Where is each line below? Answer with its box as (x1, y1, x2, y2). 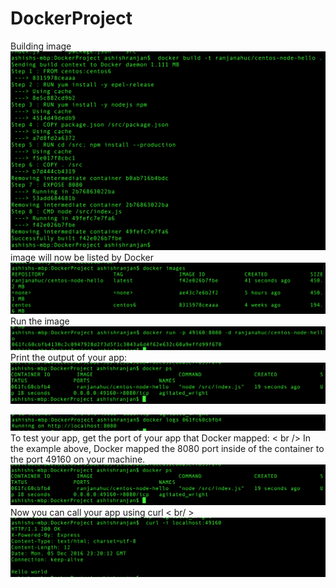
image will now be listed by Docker (10, 251, 154, 263)
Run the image (10, 315, 70, 327)
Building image (10, 40, 72, 52)
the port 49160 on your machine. (10, 453, 146, 465)
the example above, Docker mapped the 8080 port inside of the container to (10, 443, 325, 454)
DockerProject (10, 7, 133, 30)
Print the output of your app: (10, 352, 128, 364)
